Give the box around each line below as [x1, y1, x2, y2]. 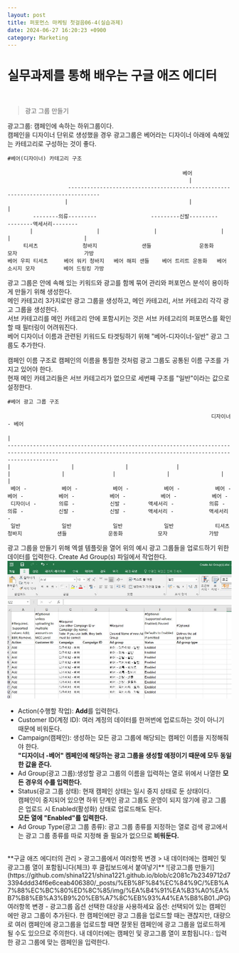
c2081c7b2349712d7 [169, 870, 231, 880]
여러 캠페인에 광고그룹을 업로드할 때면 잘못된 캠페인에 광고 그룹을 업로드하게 [14, 919, 226, 928]
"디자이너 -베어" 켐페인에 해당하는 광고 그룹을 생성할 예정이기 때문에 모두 [17, 751, 219, 759]
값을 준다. [24, 760, 52, 768]
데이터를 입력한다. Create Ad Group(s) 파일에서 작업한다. [7, 552, 167, 561]
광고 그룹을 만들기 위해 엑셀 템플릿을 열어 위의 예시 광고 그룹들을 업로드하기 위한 [7, 544, 230, 552]
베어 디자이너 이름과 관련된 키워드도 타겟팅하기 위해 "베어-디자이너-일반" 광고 [7, 332, 223, 341]
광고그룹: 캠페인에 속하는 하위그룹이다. [7, 122, 114, 130]
